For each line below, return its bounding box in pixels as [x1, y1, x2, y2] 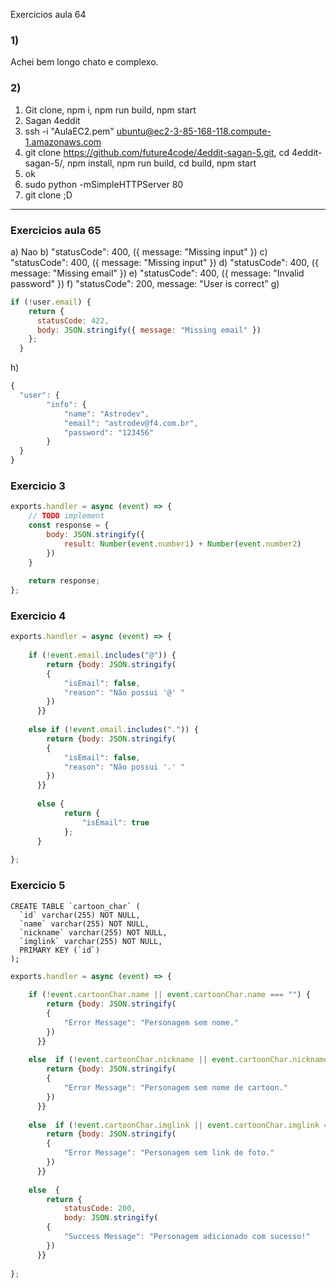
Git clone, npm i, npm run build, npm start [24, 104, 197, 116]
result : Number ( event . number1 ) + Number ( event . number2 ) [63, 539, 302, 549]
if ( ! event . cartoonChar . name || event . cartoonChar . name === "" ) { [28, 990, 311, 1000]
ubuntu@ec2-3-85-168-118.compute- [116, 125, 272, 137]
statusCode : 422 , [36, 315, 110, 326]
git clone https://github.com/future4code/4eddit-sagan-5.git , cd [24, 146, 290, 158]
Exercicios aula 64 [10, 9, 87, 20]
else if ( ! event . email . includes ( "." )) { [28, 725, 199, 735]
